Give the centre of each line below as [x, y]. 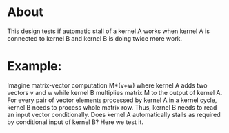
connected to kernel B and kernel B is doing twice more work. [95, 38]
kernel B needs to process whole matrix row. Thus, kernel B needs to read [112, 107]
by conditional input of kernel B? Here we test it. [75, 122]
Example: [34, 66]
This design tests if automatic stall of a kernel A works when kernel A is [109, 31]
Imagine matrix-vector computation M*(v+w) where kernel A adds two [107, 85]
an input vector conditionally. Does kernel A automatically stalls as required [114, 114]
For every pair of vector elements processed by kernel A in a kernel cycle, [112, 100]
